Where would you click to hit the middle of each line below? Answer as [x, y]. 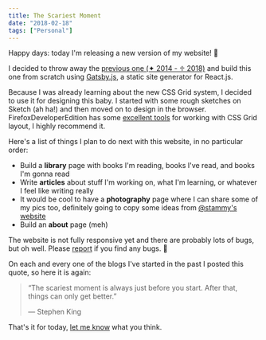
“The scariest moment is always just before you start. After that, [133, 288]
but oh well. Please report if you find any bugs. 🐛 [88, 248]
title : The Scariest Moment [55, 16]
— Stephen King [55, 312]
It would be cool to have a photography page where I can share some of [139, 199]
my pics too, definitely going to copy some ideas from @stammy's [128, 208]
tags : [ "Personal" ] [41, 30]
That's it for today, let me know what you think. [85, 327]
